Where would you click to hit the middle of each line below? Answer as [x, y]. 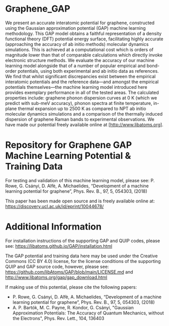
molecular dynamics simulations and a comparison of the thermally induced [84, 114]
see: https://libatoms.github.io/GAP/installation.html [59, 246]
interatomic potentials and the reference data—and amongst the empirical [82, 82]
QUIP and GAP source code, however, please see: [57, 266]
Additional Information [53, 227]
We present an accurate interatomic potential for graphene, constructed [80, 23]
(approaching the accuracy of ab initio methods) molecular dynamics [77, 44]
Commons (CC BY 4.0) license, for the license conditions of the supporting [83, 261]
